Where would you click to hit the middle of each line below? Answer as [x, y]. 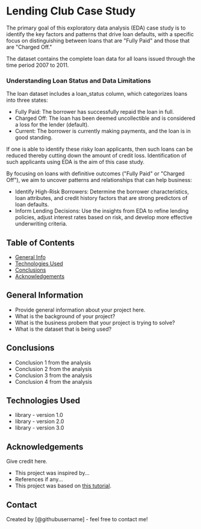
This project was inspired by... [52, 473]
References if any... [39, 480]
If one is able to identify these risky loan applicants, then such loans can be [100, 149]
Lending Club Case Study [71, 11]
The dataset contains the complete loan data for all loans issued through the [101, 58]
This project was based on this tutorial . [63, 486]
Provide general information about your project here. [80, 310]
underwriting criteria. [41, 224]
